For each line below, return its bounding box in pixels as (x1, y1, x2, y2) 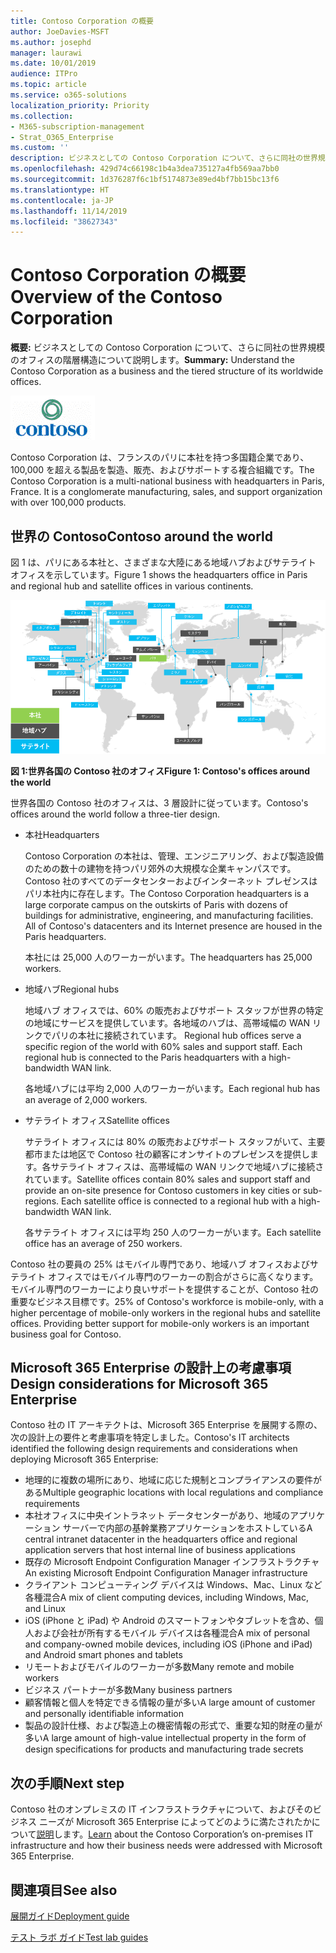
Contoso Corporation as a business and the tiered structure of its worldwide (10, 365, 324, 377)
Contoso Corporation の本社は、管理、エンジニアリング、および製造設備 (24, 850, 325, 862)
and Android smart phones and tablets (24, 1649, 183, 1661)
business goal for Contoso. (10, 1328, 122, 1340)
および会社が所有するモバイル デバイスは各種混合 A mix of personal (33, 1627, 310, 1639)
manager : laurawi (10, 48, 83, 58)
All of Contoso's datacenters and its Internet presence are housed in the (24, 920, 323, 932)
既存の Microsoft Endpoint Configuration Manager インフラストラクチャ (24, 1556, 320, 1568)
